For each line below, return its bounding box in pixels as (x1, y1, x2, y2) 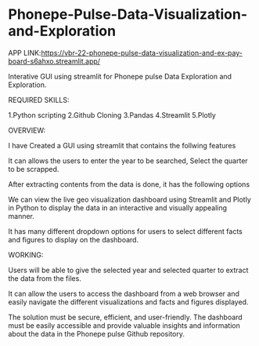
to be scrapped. (8, 164, 59, 173)
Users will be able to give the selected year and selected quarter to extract (8, 265, 249, 275)
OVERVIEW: (8, 126, 46, 135)
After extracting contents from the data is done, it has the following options (8, 179, 250, 189)
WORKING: (8, 249, 44, 260)
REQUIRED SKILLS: (8, 95, 70, 104)
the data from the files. (8, 273, 82, 283)
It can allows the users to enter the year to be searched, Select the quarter (8, 155, 248, 166)
